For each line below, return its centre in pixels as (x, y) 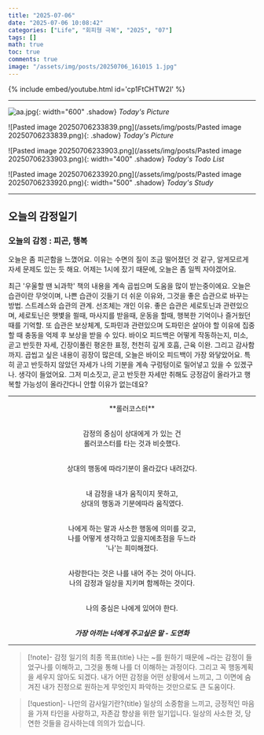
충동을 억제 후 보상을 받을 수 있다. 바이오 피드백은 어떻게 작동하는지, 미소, (137, 335)
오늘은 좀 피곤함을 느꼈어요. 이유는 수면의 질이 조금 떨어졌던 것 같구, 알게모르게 (128, 260)
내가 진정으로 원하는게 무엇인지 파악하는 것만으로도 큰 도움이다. (139, 687)
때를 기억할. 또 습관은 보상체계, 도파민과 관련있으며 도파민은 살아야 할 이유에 (125, 325)
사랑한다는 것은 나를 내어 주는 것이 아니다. (132, 573)
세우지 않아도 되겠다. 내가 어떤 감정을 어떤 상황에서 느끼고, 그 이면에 (139, 677)
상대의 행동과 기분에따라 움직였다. (132, 504)
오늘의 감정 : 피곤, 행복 (48, 241)
